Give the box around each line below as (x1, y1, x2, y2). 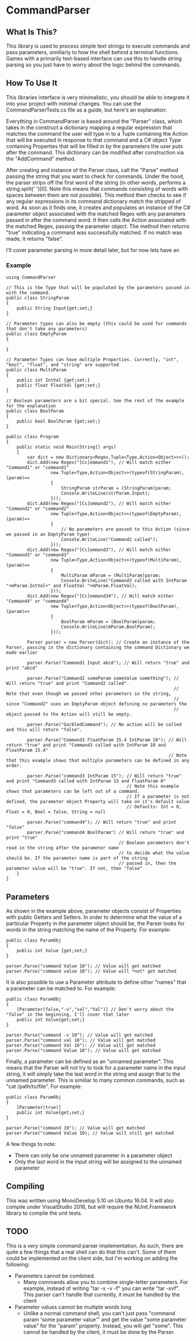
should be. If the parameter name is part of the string (6, 855, 148, 861)
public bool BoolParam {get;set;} (16, 418, 101, 425)
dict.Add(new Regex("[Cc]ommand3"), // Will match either (27, 547, 171, 553)
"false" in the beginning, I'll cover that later (6, 1011, 130, 1017)
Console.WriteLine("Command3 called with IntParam (61, 578, 187, 584)
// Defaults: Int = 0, (126, 804, 182, 810)
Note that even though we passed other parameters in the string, (6, 691, 171, 697)
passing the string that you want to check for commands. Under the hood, (6, 173, 185, 180)
